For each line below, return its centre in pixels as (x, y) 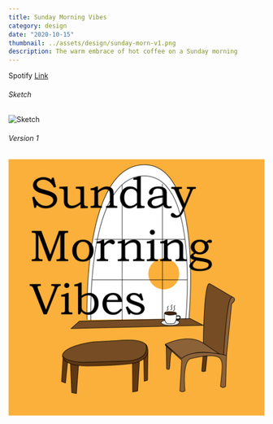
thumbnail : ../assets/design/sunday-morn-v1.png (92, 43)
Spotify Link (28, 76)
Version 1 (24, 138)
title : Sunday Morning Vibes (58, 17)
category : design (38, 26)
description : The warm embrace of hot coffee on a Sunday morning (123, 52)
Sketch (20, 94)
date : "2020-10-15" (41, 34)
